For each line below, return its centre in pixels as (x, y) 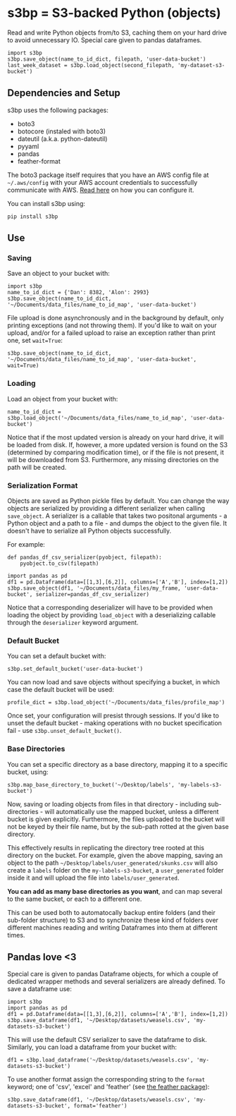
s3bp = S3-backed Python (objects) (114, 13)
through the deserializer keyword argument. (73, 623)
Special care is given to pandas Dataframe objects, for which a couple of (113, 974)
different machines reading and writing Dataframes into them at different (112, 927)
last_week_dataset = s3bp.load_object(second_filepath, (91, 65)
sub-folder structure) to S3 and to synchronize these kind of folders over (113, 920)
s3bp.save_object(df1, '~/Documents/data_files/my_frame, (94, 588)
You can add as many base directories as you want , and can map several (115, 891)
